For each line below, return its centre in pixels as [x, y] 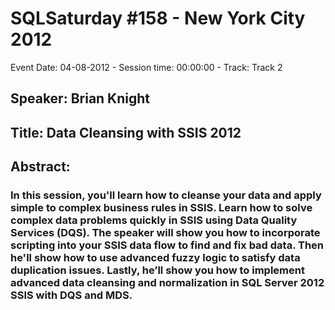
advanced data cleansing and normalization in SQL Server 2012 [167, 283]
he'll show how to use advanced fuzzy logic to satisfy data [155, 258]
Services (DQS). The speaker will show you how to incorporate [165, 233]
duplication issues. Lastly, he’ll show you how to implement [157, 270]
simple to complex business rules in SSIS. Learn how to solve [161, 208]
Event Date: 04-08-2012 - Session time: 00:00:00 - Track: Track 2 [146, 67]
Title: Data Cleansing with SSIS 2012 [126, 132]
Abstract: [40, 167]
